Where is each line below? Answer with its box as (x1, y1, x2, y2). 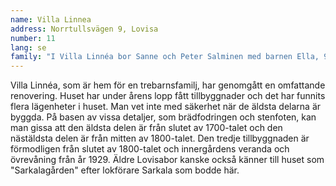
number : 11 (10, 33, 56, 43)
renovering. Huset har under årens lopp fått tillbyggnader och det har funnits (10, 90, 326, 102)
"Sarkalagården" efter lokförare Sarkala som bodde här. (10, 164, 240, 176)
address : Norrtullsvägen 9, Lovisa (10, 24, 159, 34)
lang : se (10, 42, 47, 53)
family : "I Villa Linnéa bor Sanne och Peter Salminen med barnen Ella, (10, 52, 320, 62)
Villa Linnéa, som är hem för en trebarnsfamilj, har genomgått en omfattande (10, 79, 326, 91)
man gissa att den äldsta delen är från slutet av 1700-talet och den (10, 122, 283, 134)
